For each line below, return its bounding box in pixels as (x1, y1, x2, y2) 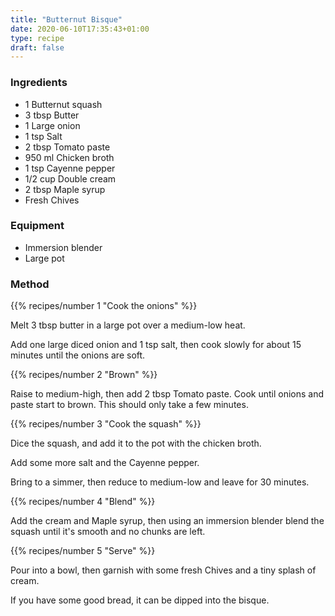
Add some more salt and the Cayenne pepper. (10, 457, 200, 469)
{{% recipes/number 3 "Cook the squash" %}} (10, 418, 202, 430)
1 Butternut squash (24, 98, 103, 110)
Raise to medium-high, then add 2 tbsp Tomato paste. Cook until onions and (10, 388, 325, 400)
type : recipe (10, 33, 65, 43)
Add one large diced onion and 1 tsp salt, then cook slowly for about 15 (10, 339, 302, 351)
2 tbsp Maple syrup (24, 183, 106, 195)
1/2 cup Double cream (24, 172, 117, 185)
